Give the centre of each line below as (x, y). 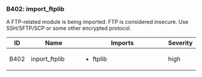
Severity (180, 43)
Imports (122, 43)
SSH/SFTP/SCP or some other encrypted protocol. (69, 28)
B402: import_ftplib (35, 9)
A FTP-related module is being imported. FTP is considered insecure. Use (97, 22)
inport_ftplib (48, 59)
